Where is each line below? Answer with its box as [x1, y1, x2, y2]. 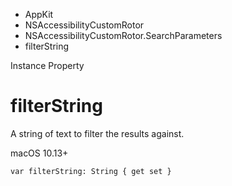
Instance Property [10, 60, 85, 71]
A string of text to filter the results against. [10, 127, 185, 139]
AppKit [24, 9, 54, 20]
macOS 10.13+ [10, 147, 69, 159]
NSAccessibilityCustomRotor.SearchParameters [24, 30, 223, 41]
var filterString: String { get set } [10, 166, 172, 176]
